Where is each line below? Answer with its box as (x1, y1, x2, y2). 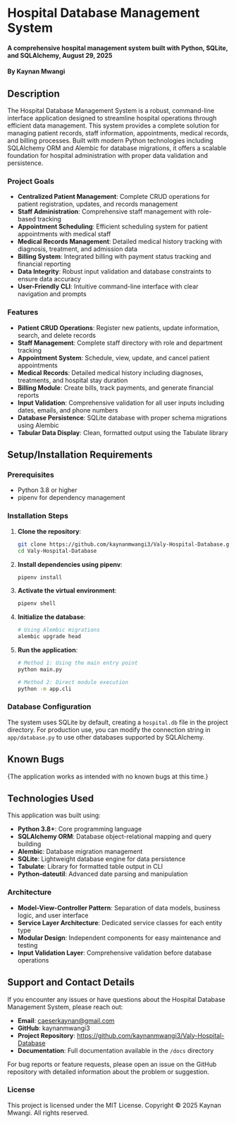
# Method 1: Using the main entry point (17, 659, 138, 667)
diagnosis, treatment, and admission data (17, 245, 138, 253)
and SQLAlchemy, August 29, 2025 (7, 51, 113, 59)
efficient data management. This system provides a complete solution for (7, 121, 220, 130)
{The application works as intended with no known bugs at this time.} (7, 772, 209, 781)
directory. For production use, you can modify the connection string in (7, 725, 211, 734)
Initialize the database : (17, 613, 86, 621)
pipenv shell (17, 600, 56, 607)
